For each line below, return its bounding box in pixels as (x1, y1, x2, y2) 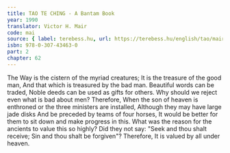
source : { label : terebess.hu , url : (7, 36, 112, 43)
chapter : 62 (7, 55, 41, 62)
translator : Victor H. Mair (7, 23, 88, 30)
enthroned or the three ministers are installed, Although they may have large (7, 102, 222, 110)
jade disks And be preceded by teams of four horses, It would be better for (7, 110, 218, 118)
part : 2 (7, 49, 29, 56)
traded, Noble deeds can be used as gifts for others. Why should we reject (7, 88, 218, 96)
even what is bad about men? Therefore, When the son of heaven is (7, 95, 199, 104)
